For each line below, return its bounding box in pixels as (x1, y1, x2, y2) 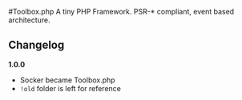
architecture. (8, 15, 50, 25)
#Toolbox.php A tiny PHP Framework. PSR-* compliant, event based (8, 7, 235, 16)
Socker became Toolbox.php (19, 75, 115, 85)
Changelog (8, 38, 65, 52)
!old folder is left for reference (19, 83, 122, 93)
